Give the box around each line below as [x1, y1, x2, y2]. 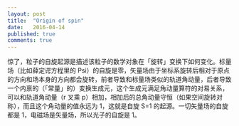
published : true [7, 30, 55, 38]
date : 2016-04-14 [7, 23, 65, 31]
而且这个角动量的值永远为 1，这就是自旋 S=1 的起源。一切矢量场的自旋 [22, 102, 229, 110]
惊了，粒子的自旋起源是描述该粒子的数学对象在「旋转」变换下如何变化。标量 [7, 58, 232, 66]
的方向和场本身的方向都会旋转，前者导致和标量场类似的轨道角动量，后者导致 [7, 75, 232, 84]
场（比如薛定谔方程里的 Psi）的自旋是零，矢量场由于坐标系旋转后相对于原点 [7, 66, 230, 75]
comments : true [7, 37, 53, 44]
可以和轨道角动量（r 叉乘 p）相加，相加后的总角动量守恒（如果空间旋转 [7, 93, 217, 102]
